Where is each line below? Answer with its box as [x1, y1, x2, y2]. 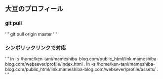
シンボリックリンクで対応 [5, 44, 66, 51]
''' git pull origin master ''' [5, 31, 57, 37]
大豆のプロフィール [5, 4, 64, 13]
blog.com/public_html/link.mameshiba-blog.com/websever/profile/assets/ [5, 66, 156, 72]
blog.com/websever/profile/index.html [5, 61, 83, 67]
